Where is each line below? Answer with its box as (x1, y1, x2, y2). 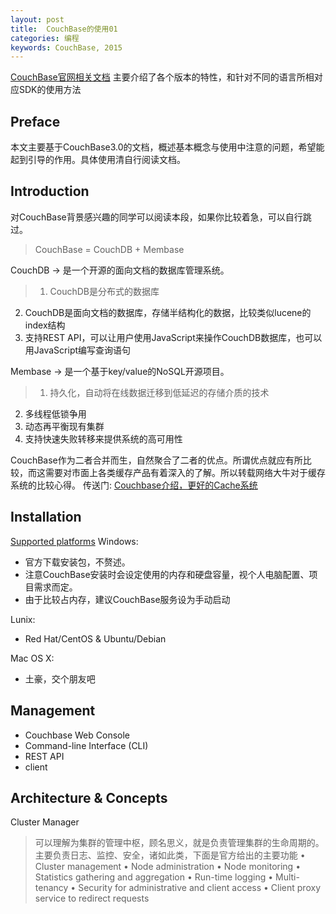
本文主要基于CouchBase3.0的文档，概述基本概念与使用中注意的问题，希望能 (10, 141, 325, 153)
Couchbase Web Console (24, 729, 131, 741)
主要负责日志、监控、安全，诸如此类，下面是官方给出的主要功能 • (34, 849, 306, 861)
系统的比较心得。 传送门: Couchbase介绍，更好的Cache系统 (10, 479, 258, 491)
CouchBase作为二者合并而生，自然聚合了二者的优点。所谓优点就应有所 (10, 454, 303, 466)
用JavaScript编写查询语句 (24, 344, 132, 356)
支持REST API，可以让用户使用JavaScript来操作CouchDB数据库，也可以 (24, 331, 323, 343)
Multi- (275, 871, 300, 883)
